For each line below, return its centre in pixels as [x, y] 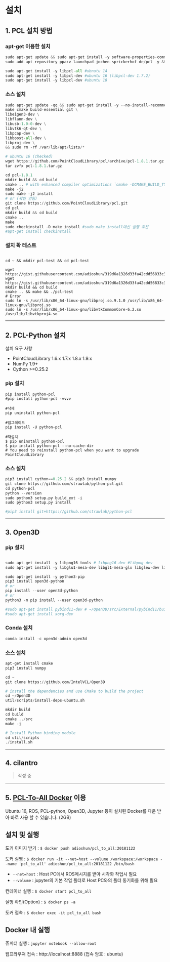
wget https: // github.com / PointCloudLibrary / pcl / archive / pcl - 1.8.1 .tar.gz [85, 161]
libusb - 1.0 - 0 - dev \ [26, 124]
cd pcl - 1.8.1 [19, 175]
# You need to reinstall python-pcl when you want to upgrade [72, 450]
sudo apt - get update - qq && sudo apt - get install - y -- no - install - [78, 105]
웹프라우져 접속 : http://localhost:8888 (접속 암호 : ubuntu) [64, 954]
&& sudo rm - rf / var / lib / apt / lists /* [45, 147]
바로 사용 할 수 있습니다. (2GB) [41, 817]
